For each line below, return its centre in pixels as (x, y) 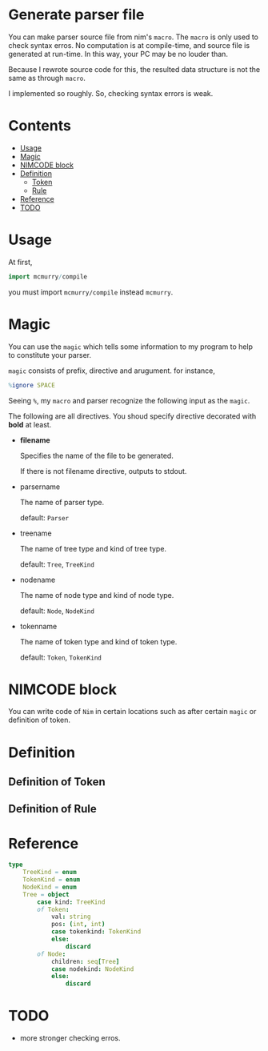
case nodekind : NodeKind (92, 969)
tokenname (38, 626)
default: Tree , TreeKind (57, 564)
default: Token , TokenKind (60, 657)
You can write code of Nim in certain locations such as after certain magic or (132, 712)
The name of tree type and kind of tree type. (93, 548)
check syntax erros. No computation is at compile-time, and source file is (129, 45)
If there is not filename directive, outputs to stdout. (103, 471)
